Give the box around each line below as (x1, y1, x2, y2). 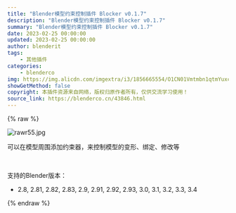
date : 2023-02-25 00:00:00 (7, 30, 86, 37)
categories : (7, 63, 42, 70)
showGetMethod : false (7, 82, 71, 89)
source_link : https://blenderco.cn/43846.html (7, 96, 146, 103)
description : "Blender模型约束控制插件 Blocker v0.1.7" (7, 17, 166, 24)
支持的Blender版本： (7, 172, 67, 179)
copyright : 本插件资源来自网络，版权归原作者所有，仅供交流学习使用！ (7, 89, 188, 96)
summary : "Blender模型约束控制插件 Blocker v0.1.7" (7, 23, 153, 30)
